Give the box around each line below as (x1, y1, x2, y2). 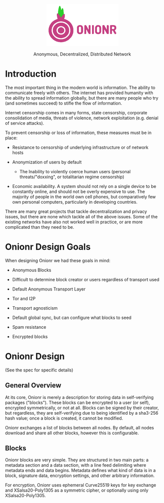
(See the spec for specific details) (5, 367, 73, 373)
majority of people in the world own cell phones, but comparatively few (12, 193, 156, 200)
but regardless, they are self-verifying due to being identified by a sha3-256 (5, 410, 159, 416)
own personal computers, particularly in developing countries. (12, 199, 138, 205)
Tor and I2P (12, 295, 36, 301)
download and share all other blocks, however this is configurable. (5, 430, 139, 436)
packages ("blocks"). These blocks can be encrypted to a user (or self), (5, 399, 150, 405)
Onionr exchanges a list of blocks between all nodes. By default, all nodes (5, 424, 154, 430)
